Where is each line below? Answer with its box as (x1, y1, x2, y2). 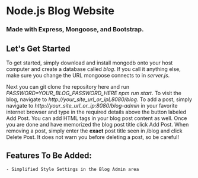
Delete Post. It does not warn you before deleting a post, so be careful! (6, 133, 180, 140)
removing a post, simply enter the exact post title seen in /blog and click (6, 127, 183, 134)
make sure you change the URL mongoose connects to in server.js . (6, 72, 170, 79)
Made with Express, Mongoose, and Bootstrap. (6, 25, 144, 34)
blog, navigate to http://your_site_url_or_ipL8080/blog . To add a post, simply (6, 96, 193, 103)
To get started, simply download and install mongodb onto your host (6, 59, 173, 66)
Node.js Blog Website (6, 4, 114, 18)
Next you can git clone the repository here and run (6, 83, 129, 90)
